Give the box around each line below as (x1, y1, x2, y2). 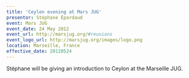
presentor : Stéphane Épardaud (6, 15, 83, 21)
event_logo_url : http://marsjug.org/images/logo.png (6, 37, 143, 43)
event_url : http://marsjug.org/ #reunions (6, 31, 113, 37)
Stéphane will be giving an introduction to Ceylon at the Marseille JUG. (6, 65, 184, 72)
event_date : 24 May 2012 (6, 25, 69, 32)
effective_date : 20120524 (6, 48, 72, 54)
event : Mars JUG (6, 20, 47, 26)
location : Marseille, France (6, 43, 80, 49)
